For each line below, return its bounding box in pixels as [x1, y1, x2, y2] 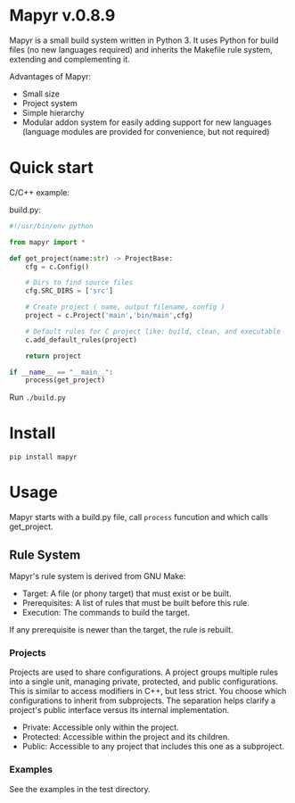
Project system [21, 97, 78, 108]
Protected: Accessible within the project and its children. [21, 732, 230, 742]
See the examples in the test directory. [9, 783, 152, 794]
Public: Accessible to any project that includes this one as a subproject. [21, 741, 285, 752]
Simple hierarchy [21, 107, 85, 118]
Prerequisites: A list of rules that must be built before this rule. [21, 597, 250, 608]
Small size [21, 88, 61, 99]
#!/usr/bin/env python [9, 221, 94, 230]
